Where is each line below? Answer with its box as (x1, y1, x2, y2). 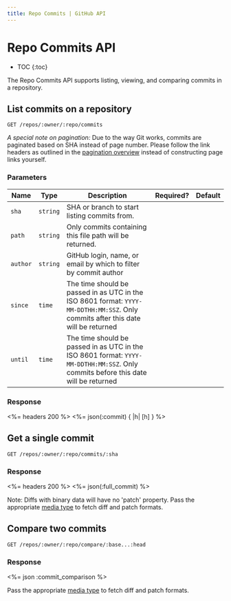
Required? (155, 190, 190, 200)
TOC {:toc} (16, 63, 48, 71)
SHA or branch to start (66, 202, 139, 212)
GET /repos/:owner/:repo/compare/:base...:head (7, 541, 146, 548)
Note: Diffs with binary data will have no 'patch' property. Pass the (7, 496, 195, 504)
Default (195, 190, 221, 200)
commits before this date (66, 367, 147, 377)
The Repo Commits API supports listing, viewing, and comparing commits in (7, 76, 222, 84)
